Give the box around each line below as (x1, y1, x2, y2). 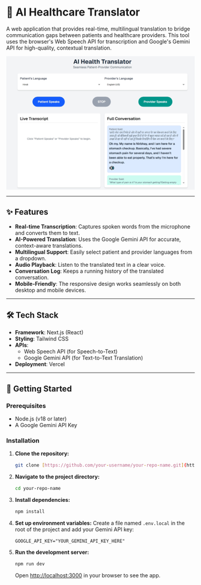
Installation (6, 437, 40, 444)
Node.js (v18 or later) (14, 415, 67, 422)
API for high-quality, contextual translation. (6, 44, 112, 51)
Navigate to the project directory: (14, 473, 100, 480)
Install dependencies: (14, 496, 71, 504)
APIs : (14, 342, 29, 349)
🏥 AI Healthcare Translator (6, 5, 141, 19)
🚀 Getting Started (6, 383, 72, 394)
